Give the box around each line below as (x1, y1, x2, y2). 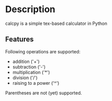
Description (5, 4, 55, 15)
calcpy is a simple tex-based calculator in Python (5, 20, 107, 26)
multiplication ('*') (12, 69, 50, 75)
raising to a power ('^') (12, 80, 60, 86)
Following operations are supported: (5, 48, 81, 54)
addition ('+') (12, 58, 40, 64)
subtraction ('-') (12, 63, 46, 70)
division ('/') (12, 75, 38, 81)
